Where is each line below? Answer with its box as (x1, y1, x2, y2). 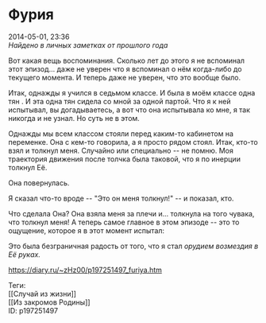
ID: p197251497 (8, 305, 58, 315)
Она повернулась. (8, 177, 70, 188)
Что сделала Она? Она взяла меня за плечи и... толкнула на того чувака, (8, 208, 255, 218)
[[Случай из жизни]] (8, 289, 77, 298)
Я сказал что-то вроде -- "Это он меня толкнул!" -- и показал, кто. (8, 193, 234, 203)
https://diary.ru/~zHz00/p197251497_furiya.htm (8, 265, 163, 274)
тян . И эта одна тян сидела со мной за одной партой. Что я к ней (8, 96, 231, 106)
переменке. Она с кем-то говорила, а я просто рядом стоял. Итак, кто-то (8, 137, 258, 146)
